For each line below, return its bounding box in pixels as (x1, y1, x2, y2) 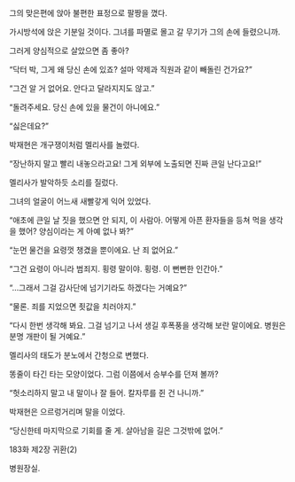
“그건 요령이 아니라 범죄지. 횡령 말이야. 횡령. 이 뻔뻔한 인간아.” (9, 264, 223, 274)
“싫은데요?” (9, 120, 50, 131)
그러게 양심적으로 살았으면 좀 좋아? (9, 45, 130, 56)
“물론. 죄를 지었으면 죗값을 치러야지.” (9, 301, 136, 312)
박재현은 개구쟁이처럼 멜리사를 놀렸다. (9, 140, 140, 150)
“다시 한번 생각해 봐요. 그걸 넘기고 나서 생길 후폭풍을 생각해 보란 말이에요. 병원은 (9, 320, 286, 330)
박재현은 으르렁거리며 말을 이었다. (9, 407, 126, 416)
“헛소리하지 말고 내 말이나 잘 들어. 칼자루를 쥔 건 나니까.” (9, 388, 205, 398)
